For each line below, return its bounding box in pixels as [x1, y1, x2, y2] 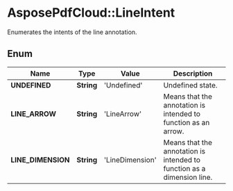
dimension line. [163, 172, 213, 182]
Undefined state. [163, 80, 218, 90]
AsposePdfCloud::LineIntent [7, 5, 175, 21]
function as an [163, 117, 210, 127]
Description [173, 68, 213, 78]
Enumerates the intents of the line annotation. [7, 28, 137, 36]
